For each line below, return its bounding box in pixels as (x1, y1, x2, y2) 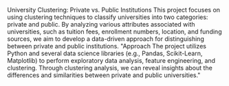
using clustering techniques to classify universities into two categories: (7, 13, 208, 21)
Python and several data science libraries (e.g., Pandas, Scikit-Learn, (7, 49, 203, 57)
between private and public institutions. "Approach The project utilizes (7, 42, 206, 50)
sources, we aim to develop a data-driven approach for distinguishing (7, 35, 204, 43)
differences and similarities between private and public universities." (7, 71, 201, 79)
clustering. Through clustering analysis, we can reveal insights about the (7, 64, 213, 72)
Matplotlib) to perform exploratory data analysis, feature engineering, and (7, 57, 215, 64)
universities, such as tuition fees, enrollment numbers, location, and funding (7, 27, 222, 35)
